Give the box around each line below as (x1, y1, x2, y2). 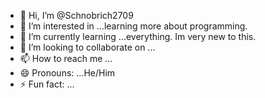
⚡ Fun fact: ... (19, 78, 75, 90)
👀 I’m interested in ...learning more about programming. (19, 20, 248, 32)
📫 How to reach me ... (19, 53, 113, 64)
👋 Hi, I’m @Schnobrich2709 (19, 10, 134, 21)
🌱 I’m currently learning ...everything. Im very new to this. (19, 31, 257, 42)
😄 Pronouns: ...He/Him (19, 67, 116, 79)
